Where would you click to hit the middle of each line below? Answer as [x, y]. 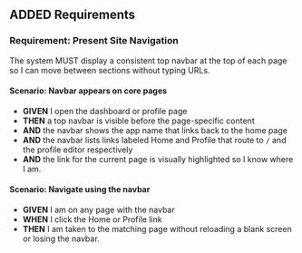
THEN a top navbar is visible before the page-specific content [139, 121]
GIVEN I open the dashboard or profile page [105, 111]
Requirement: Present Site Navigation [94, 41]
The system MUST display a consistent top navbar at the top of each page [148, 60]
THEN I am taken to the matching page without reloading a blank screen [157, 229]
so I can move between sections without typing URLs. [110, 70]
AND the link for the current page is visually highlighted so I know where [158, 159]
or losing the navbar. [61, 238]
